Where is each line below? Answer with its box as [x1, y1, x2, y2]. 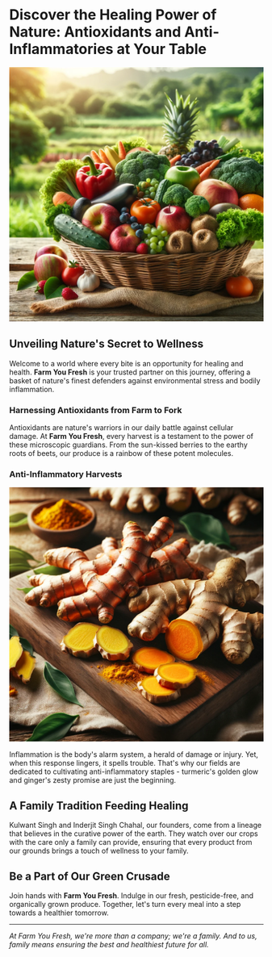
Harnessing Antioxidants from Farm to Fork [9, 404, 182, 416]
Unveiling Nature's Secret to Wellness [9, 337, 204, 351]
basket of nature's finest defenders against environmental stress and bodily [9, 375, 261, 385]
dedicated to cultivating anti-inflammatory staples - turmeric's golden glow [9, 767, 259, 776]
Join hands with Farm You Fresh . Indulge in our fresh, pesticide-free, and [9, 890, 253, 901]
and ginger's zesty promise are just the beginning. [9, 775, 177, 785]
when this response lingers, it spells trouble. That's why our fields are [9, 758, 241, 768]
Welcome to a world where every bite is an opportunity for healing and [9, 358, 244, 368]
